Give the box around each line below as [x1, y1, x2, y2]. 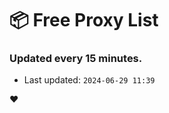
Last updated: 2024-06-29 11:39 [23, 74, 156, 86]
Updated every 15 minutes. [9, 52, 143, 66]
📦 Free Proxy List [9, 9, 159, 32]
